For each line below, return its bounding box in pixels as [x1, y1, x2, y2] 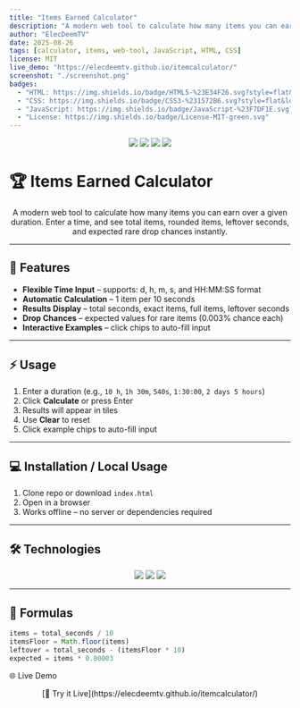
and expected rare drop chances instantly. [72, 226, 228, 237]
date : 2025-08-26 [9, 38, 74, 47]
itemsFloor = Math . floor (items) [9, 637, 129, 646]
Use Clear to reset [21, 414, 91, 425]
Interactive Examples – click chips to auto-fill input [21, 322, 212, 333]
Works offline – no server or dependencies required [21, 506, 212, 517]
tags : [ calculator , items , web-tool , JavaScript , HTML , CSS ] [9, 46, 242, 55]
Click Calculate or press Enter [21, 395, 134, 406]
